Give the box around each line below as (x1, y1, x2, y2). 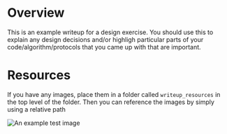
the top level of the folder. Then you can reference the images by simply (7, 98, 215, 106)
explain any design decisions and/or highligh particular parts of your (7, 35, 204, 43)
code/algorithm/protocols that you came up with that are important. (7, 43, 201, 51)
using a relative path (7, 105, 66, 113)
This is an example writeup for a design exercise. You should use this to (7, 28, 214, 36)
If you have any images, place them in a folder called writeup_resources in (7, 90, 221, 98)
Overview (7, 5, 65, 21)
